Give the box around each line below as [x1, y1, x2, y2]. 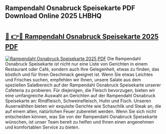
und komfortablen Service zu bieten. [5, 124, 80, 130]
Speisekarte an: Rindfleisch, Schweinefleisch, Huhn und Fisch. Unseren [5, 98, 151, 104]
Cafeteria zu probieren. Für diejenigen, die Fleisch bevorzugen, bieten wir [5, 87, 156, 93]
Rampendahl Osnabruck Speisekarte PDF [5, 4, 135, 12]
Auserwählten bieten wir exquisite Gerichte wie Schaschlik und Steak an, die [5, 103, 162, 109]
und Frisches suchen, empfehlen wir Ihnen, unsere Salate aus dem [5, 77, 141, 82]
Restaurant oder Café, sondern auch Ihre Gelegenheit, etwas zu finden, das [5, 67, 160, 72]
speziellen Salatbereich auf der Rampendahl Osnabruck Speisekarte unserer [5, 82, 161, 88]
